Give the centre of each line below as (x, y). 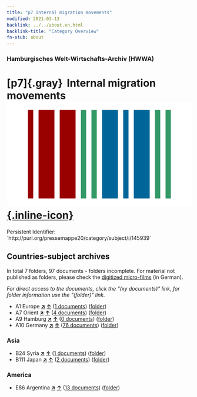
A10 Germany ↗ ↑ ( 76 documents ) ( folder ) (67, 325)
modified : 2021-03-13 (33, 19)
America (19, 375)
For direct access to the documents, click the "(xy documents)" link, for (93, 288)
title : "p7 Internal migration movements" (59, 12)
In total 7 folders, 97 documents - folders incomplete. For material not (91, 271)
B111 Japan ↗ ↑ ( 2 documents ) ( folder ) (62, 360)
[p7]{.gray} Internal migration (81, 83)
